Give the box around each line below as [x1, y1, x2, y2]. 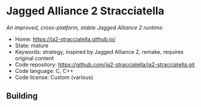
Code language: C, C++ [14, 67, 74, 74]
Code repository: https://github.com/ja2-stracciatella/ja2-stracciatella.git [14, 61, 195, 68]
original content [14, 54, 54, 62]
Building [6, 91, 38, 101]
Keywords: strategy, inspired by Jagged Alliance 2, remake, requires [14, 48, 184, 55]
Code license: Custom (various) [14, 74, 94, 81]
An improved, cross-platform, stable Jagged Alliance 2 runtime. [6, 24, 164, 31]
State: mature [14, 42, 49, 49]
